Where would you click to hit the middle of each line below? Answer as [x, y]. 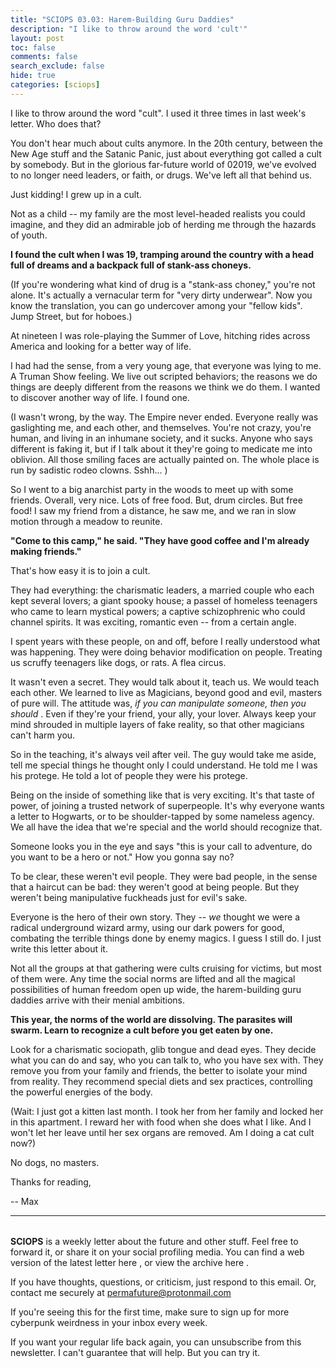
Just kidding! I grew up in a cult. [76, 194]
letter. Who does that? [56, 123]
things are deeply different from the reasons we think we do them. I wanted [165, 387]
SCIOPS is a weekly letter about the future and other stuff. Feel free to [154, 1242]
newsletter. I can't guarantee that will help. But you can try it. [135, 1353]
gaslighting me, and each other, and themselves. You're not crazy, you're [161, 427]
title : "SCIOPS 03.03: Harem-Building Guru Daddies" [122, 19]
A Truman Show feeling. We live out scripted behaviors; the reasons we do [164, 376]
